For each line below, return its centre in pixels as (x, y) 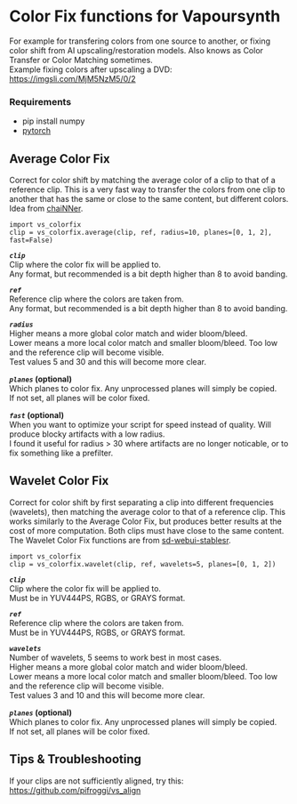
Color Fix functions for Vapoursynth (145, 16)
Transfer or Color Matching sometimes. (81, 60)
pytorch (36, 131)
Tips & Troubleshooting (76, 759)
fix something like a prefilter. (61, 453)
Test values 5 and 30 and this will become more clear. (108, 362)
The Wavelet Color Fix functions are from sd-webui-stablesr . (120, 540)
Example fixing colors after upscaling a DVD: (91, 69)
